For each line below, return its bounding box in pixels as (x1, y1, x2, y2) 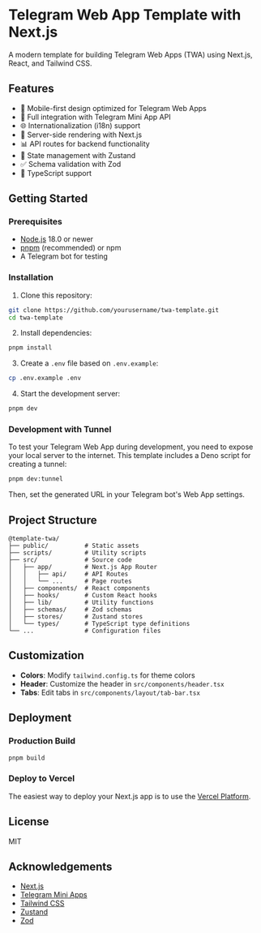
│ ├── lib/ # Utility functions (8, 598, 154, 607)
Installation (8, 272, 54, 283)
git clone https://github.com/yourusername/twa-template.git (8, 306, 220, 314)
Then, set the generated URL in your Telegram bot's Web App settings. (8, 490, 246, 499)
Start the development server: (19, 389, 121, 399)
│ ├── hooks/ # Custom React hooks (8, 592, 158, 600)
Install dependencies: (19, 328, 92, 338)
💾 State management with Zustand (19, 150, 136, 160)
